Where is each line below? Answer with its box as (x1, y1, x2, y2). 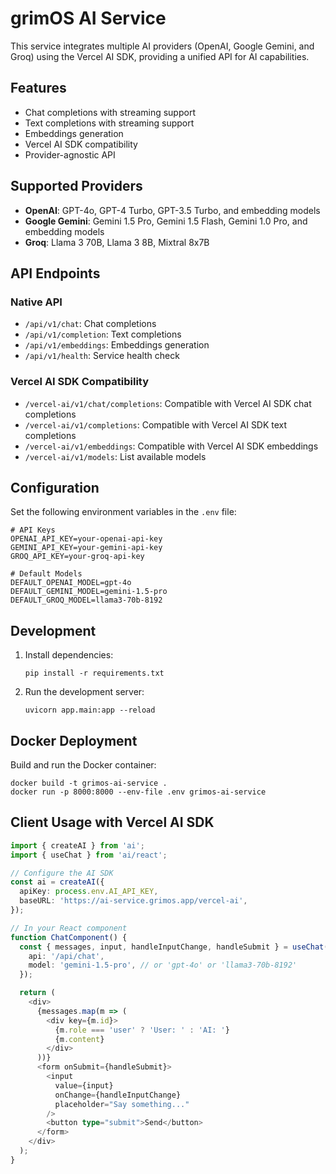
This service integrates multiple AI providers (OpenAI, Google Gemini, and (10, 40, 315, 52)
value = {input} (54, 1080, 114, 1091)
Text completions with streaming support (24, 117, 195, 129)
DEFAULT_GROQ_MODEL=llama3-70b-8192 (10, 595, 163, 606)
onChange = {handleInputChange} (54, 1090, 182, 1100)
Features (10, 80, 67, 97)
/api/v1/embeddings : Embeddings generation (24, 339, 210, 351)
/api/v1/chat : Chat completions (24, 318, 157, 330)
